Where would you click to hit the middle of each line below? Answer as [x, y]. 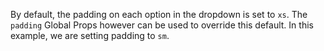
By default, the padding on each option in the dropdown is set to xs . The [159, 14]
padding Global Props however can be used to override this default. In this [162, 25]
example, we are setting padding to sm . [90, 35]
